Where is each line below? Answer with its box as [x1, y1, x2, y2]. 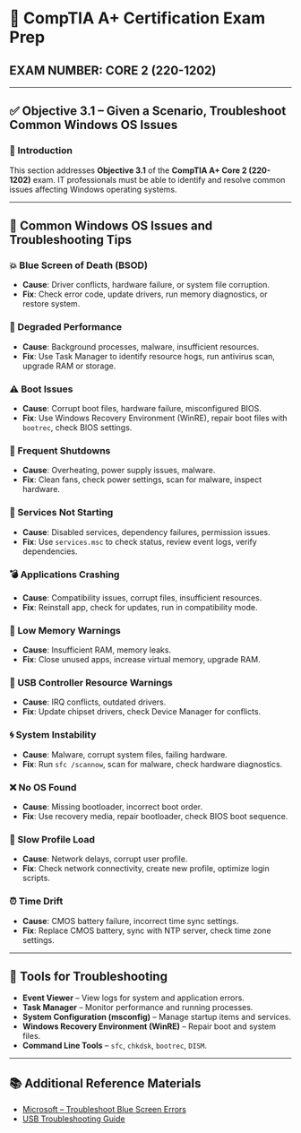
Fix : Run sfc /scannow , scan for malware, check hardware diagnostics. [21, 758, 283, 769]
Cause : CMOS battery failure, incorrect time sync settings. [21, 915, 239, 926]
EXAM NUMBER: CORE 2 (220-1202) [9, 63, 217, 78]
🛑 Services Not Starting [9, 506, 114, 519]
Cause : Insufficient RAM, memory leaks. [21, 644, 172, 655]
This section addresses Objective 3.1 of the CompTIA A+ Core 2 [9, 165, 248, 176]
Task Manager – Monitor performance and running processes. [21, 1002, 254, 1013]
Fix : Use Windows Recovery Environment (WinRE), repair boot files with [21, 412, 288, 423]
